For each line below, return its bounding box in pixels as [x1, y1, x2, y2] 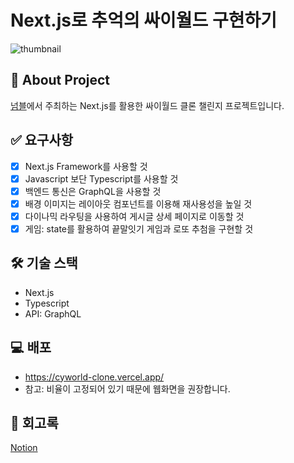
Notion [10, 442, 38, 454]
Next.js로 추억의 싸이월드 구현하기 [10, 9, 277, 32]
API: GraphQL [24, 307, 82, 320]
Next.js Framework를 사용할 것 [24, 160, 148, 172]
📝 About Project [10, 72, 111, 89]
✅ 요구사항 [10, 132, 74, 149]
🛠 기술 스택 [10, 255, 78, 272]
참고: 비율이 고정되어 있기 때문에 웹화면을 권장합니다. [24, 382, 231, 395]
